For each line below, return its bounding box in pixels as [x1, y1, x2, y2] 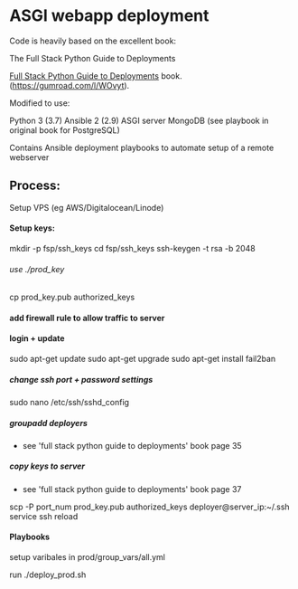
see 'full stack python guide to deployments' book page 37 [22, 483, 242, 494]
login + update [9, 333, 65, 344]
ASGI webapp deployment [9, 5, 210, 26]
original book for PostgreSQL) [9, 124, 120, 136]
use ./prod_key [9, 263, 65, 274]
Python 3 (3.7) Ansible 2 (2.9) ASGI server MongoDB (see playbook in [9, 115, 269, 126]
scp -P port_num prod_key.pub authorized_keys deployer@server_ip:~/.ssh [9, 501, 291, 512]
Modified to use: [9, 97, 70, 109]
